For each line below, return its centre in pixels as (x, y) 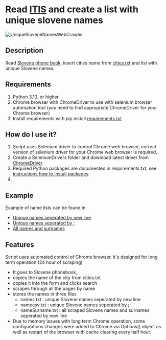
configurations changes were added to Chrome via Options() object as (87, 326)
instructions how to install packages (51, 174)
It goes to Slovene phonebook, (45, 272)
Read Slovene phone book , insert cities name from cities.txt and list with (81, 63)
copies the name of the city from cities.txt (57, 278)
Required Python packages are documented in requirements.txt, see (85, 168)
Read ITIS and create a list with (72, 9)
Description (24, 50)
